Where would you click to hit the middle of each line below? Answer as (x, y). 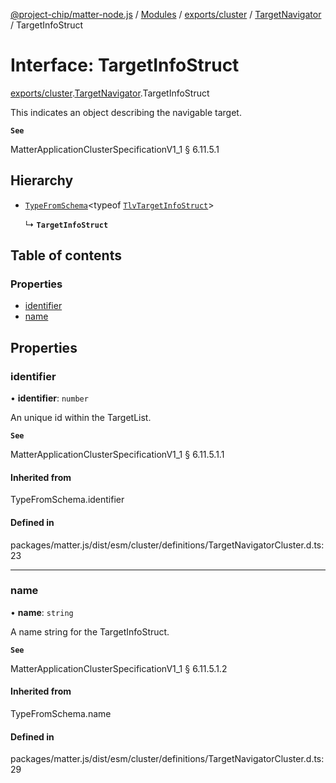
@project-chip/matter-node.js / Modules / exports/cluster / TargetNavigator (166, 14)
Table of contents (66, 255)
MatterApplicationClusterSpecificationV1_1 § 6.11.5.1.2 (119, 668)
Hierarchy (42, 180)
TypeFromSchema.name (61, 714)
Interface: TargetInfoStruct (125, 65)
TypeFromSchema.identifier (67, 500)
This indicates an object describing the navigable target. (126, 112)
